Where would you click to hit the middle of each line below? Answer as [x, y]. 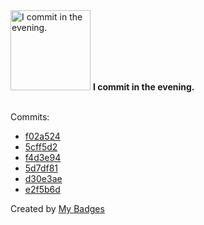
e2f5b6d [42, 189]
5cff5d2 [41, 147]
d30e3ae [43, 178]
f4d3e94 [43, 157]
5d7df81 [41, 168]
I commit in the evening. [143, 87]
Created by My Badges [57, 208]
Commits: [30, 117]
